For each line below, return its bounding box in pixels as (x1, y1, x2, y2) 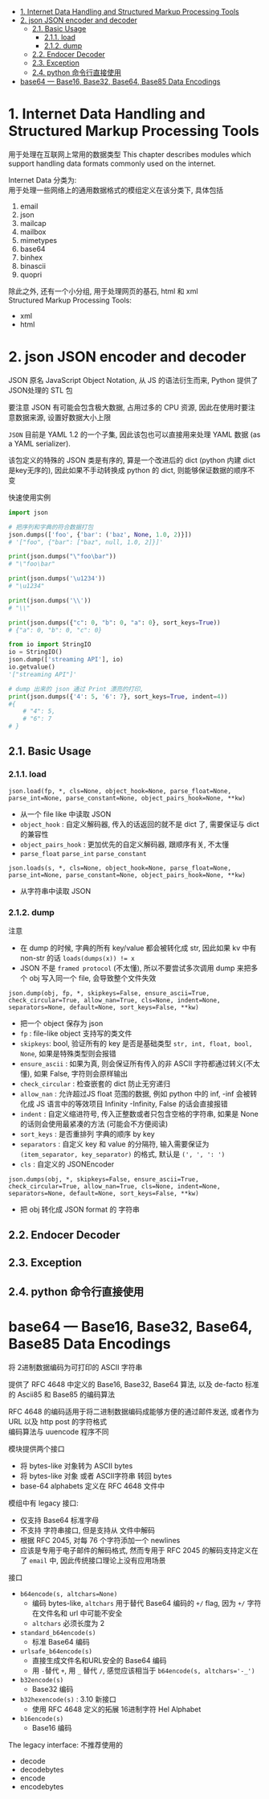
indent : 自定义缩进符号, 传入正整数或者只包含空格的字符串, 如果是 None (19, 1109, 259, 1118)
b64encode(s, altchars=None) (19, 1591, 118, 1599)
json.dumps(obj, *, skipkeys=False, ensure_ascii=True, (8, 1175, 199, 1184)
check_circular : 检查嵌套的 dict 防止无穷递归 (19, 1078, 171, 1089)
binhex (19, 253, 43, 262)
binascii (19, 261, 47, 270)
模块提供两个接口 (8, 1444, 65, 1454)
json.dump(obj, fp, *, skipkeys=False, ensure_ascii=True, (8, 989, 210, 997)
